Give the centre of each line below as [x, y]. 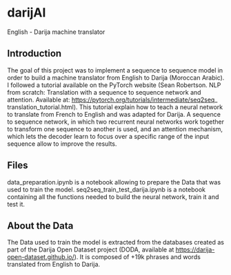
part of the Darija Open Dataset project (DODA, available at [91, 249]
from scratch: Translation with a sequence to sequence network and [104, 92]
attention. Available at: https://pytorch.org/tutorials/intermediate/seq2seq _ [112, 99]
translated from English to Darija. [54, 265]
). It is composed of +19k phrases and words [138, 257]
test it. [16, 204]
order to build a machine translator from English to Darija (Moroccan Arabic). [116, 77]
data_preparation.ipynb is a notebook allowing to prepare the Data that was [114, 182]
